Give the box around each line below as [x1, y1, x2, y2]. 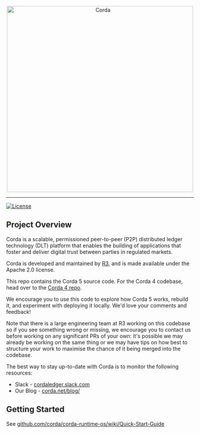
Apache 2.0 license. [6, 266, 55, 273]
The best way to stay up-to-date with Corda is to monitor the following [6, 363, 179, 370]
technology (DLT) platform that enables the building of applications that [6, 242, 182, 249]
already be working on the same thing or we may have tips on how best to [6, 338, 187, 345]
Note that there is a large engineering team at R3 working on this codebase [6, 319, 190, 327]
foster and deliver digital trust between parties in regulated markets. [6, 248, 173, 256]
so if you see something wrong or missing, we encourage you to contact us [6, 326, 191, 333]
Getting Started [6, 404, 65, 415]
